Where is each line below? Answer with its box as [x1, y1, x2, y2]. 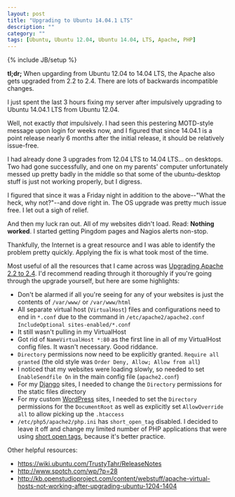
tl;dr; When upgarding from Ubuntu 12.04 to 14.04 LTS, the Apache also [7, 70, 215, 78]
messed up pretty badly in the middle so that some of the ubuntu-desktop [7, 170, 221, 179]
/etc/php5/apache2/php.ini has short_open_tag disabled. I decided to [17, 418, 219, 426]
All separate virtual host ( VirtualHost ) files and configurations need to [17, 305, 221, 314]
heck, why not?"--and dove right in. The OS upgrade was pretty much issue [7, 198, 227, 207]
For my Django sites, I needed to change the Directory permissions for [17, 380, 222, 389]
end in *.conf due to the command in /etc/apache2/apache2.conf [17, 313, 206, 321]
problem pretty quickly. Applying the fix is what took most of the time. [7, 248, 209, 257]
